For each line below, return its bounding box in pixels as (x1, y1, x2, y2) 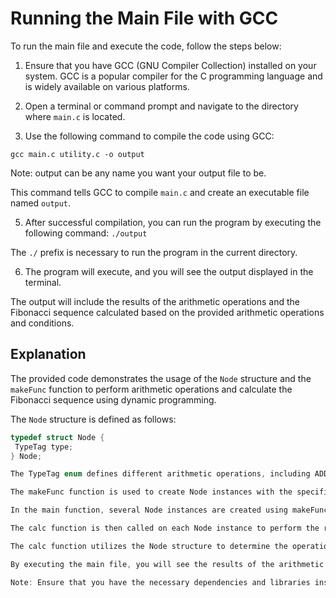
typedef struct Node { (10, 432, 105, 442)
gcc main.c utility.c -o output (10, 149, 145, 159)
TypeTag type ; (14, 442, 74, 452)
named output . (10, 197, 72, 209)
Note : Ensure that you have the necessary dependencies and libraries (10, 577, 311, 587)
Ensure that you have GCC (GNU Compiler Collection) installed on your (24, 59, 317, 71)
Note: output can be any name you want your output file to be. (10, 167, 267, 179)
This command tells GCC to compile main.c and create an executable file (10, 186, 310, 198)
